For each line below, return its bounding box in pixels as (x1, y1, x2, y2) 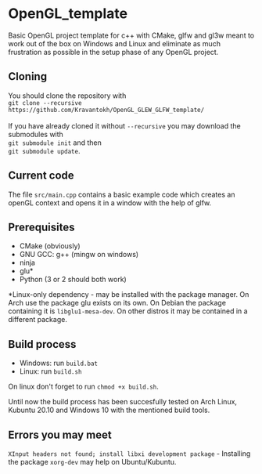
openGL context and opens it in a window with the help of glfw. (8, 197, 212, 208)
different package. (8, 315, 68, 324)
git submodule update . (8, 146, 81, 155)
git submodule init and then (8, 138, 102, 147)
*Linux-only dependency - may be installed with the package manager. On (8, 290, 249, 299)
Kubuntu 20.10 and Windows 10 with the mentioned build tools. (8, 405, 210, 415)
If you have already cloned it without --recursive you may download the (8, 121, 241, 130)
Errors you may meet (8, 428, 112, 441)
